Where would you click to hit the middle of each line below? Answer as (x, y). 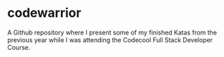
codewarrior (44, 13)
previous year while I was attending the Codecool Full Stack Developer (110, 39)
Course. (19, 47)
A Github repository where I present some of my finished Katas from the (112, 32)
